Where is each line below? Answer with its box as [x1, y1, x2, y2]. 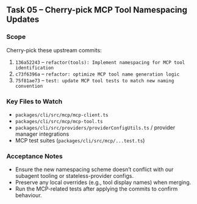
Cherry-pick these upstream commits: [6, 46, 102, 54]
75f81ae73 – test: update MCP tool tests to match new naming [15, 76, 174, 84]
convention [15, 83, 43, 89]
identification [15, 65, 54, 71]
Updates [6, 15, 40, 25]
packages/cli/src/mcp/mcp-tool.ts [15, 118, 103, 124]
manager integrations [15, 130, 70, 138]
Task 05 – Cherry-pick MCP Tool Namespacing [6, 5, 188, 15]
